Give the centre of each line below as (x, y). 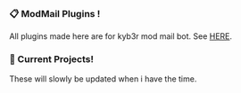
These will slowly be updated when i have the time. (103, 79)
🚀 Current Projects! (51, 59)
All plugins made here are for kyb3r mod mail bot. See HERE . (121, 36)
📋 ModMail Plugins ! (55, 13)
